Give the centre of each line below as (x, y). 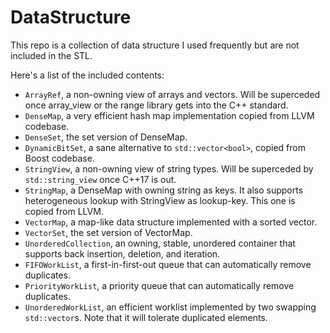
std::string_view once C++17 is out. (100, 179)
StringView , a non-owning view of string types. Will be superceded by (169, 168)
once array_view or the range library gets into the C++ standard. (156, 105)
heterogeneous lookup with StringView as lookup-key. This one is (160, 200)
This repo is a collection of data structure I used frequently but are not (155, 45)
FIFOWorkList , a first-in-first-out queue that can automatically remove (168, 264)
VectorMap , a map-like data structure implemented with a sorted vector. (171, 222)
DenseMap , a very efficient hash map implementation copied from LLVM (169, 115)
